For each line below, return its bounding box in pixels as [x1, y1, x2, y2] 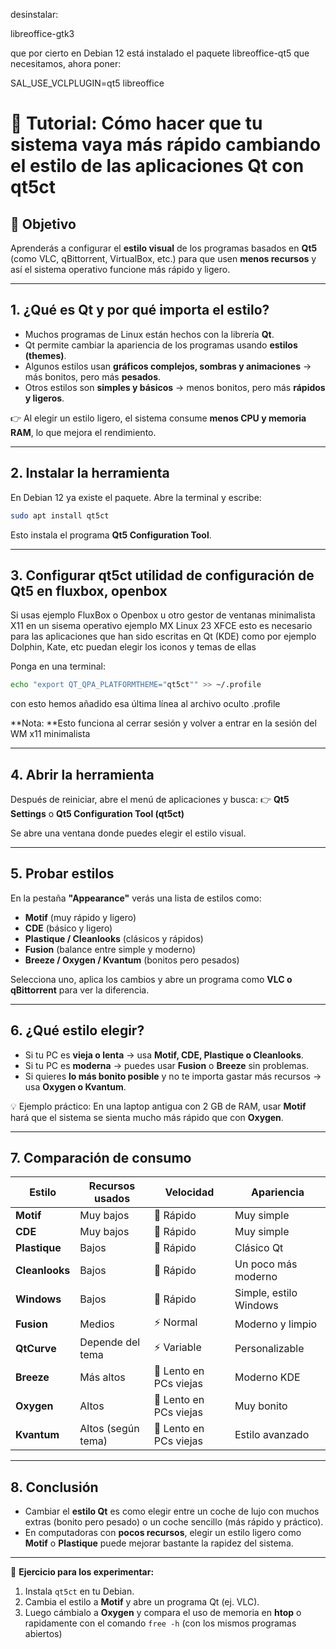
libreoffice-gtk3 [10, 28, 75, 39]
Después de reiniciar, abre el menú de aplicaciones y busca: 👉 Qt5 [10, 794, 290, 805]
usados [94, 1192, 131, 1206]
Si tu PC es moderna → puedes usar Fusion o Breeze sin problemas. [24, 1059, 310, 1071]
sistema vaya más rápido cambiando [10, 134, 322, 156]
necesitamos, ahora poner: [10, 58, 122, 69]
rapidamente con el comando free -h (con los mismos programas [24, 1617, 297, 1629]
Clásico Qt [234, 1241, 284, 1255]
